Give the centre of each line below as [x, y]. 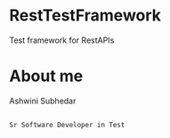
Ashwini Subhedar [43, 101]
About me [46, 76]
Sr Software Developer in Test [67, 125]
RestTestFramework [85, 16]
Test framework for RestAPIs [62, 40]
